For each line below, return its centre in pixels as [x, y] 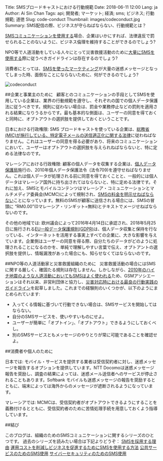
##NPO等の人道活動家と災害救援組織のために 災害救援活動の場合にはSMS [81, 264]
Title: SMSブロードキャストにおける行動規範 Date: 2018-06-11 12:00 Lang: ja [81, 7]
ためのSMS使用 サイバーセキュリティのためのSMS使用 [72, 453]
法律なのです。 [28, 153]
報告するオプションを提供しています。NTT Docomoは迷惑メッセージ [86, 368]
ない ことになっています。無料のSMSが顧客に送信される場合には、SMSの [78, 200]
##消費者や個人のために [29, 351]
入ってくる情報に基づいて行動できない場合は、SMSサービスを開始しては [84, 304]
